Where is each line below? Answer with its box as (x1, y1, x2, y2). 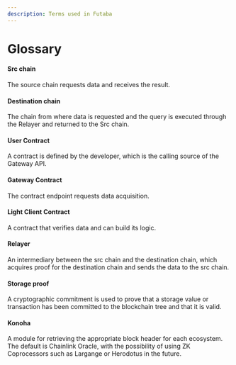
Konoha (7, 318, 31, 327)
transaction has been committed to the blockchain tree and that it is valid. (7, 303, 222, 311)
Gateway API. (7, 159, 47, 168)
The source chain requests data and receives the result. (7, 81, 171, 89)
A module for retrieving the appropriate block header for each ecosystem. (7, 335, 223, 343)
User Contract (7, 136, 50, 145)
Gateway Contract (7, 176, 62, 184)
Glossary (7, 40, 62, 57)
